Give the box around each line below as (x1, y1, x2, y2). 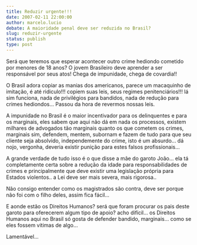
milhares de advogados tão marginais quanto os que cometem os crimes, (6, 125, 184, 132)
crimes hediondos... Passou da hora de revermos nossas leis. (6, 100, 155, 107)
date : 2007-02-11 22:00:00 (6, 14, 72, 20)
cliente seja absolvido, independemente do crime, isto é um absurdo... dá (6, 137, 184, 144)
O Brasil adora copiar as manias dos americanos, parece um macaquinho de (6, 81, 191, 89)
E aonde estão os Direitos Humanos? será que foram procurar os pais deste (6, 202, 190, 210)
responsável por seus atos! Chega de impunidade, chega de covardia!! (6, 70, 178, 77)
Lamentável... (6, 233, 39, 240)
